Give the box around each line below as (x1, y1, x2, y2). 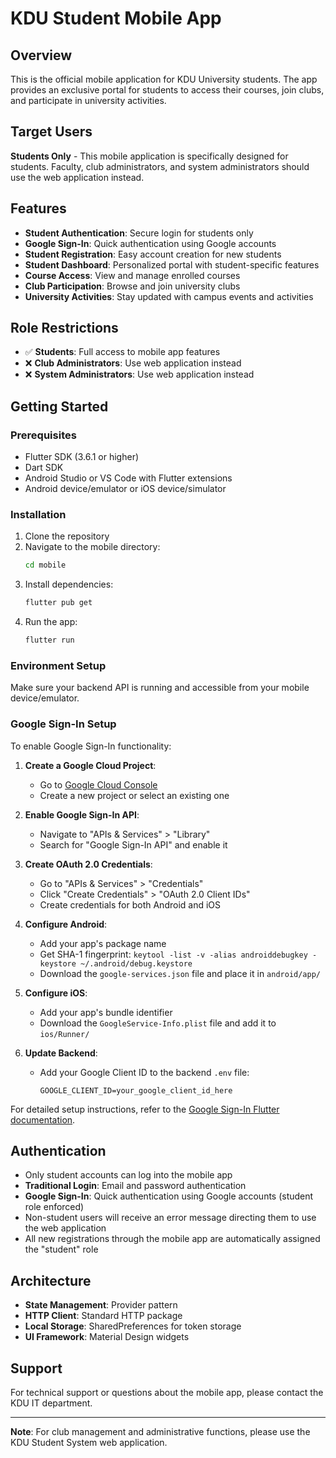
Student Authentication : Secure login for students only (24, 227, 254, 239)
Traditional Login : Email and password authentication (24, 1180, 247, 1192)
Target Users (10, 123, 93, 141)
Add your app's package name (39, 937, 167, 949)
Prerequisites (10, 428, 77, 442)
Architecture (10, 1272, 92, 1289)
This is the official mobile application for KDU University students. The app (10, 73, 318, 85)
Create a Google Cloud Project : (24, 759, 157, 771)
